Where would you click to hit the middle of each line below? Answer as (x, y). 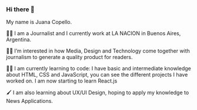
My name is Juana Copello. (39, 22)
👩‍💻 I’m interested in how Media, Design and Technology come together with (98, 51)
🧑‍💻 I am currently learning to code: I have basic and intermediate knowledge (98, 68)
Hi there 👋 (21, 9)
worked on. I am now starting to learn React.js (62, 81)
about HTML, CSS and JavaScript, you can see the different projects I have (97, 75)
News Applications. (29, 101)
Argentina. (19, 40)
